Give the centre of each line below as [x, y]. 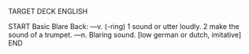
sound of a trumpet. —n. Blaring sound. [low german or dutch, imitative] [125, 35]
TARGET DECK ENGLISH [48, 11]
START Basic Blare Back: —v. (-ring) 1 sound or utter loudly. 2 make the [124, 26]
